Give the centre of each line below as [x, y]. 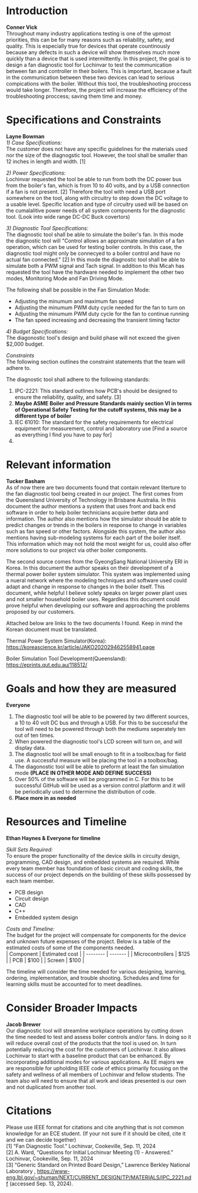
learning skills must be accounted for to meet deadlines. [74, 984]
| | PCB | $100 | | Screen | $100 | [45, 960]
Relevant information [59, 465]
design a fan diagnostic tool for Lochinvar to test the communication [89, 65]
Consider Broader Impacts [72, 1008]
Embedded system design [46, 917]
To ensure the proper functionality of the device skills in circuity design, [93, 856]
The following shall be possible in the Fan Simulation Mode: [78, 290]
